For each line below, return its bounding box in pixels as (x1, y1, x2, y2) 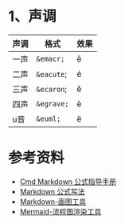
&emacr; (36, 54, 65, 63)
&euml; (36, 114, 61, 123)
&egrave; (36, 99, 69, 108)
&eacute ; (36, 68, 68, 79)
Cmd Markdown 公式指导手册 (19, 177, 117, 186)
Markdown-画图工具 (19, 197, 87, 206)
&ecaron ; (36, 83, 68, 94)
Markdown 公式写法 (19, 186, 85, 196)
